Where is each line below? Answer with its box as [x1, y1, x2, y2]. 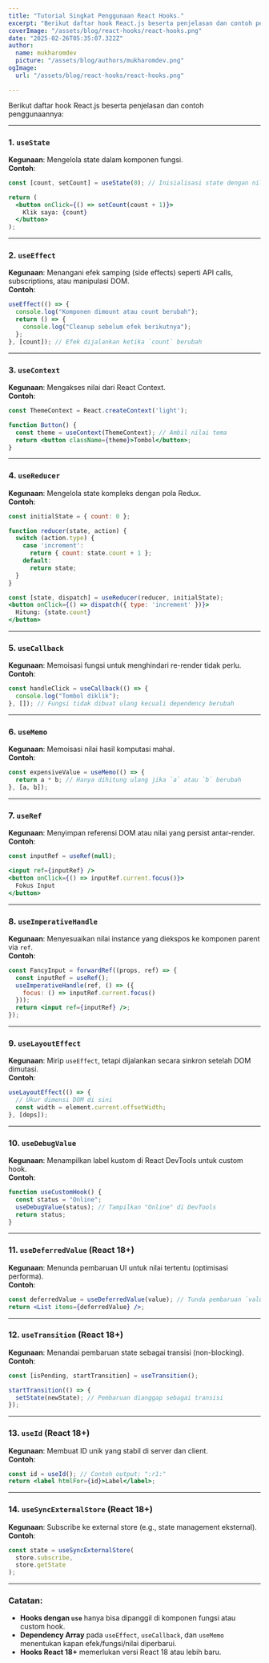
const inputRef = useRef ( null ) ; [8, 852, 116, 860]
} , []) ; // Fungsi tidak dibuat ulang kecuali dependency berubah [8, 700, 235, 708]
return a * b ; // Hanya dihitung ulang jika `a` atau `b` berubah [15, 776, 242, 784]
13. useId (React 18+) [8, 1428, 90, 1439]
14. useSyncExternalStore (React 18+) [8, 1504, 154, 1515]
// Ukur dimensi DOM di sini [15, 1096, 113, 1104]
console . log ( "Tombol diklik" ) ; [15, 692, 120, 701]
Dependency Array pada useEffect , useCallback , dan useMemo [19, 1630, 224, 1640]
